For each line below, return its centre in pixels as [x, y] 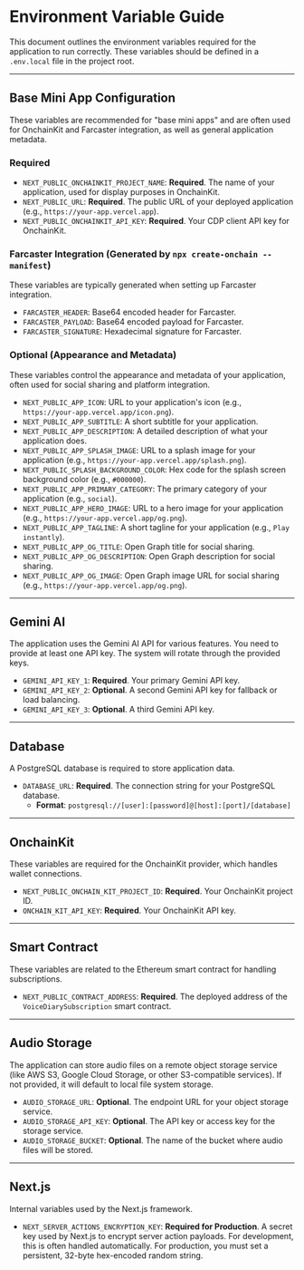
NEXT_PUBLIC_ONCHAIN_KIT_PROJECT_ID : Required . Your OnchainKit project [158, 891]
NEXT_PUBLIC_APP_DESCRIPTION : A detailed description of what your [145, 431]
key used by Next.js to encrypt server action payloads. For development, [158, 1236]
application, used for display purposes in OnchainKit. [121, 192]
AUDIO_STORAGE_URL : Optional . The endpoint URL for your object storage [156, 1101]
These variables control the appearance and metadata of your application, [148, 374]
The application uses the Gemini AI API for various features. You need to [144, 644]
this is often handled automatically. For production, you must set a [145, 1246]
